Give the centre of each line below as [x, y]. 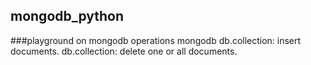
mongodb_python [67, 16]
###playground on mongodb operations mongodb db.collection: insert [156, 40]
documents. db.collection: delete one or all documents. [124, 51]
